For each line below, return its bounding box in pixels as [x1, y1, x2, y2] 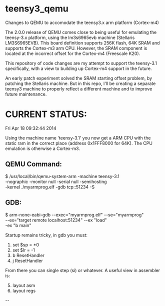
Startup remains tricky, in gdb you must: [5, 232, 87, 238]
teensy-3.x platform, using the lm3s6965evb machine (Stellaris [5, 34, 135, 40]
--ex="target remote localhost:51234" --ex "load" [5, 217, 107, 223]
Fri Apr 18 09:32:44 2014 [5, 125, 56, 131]
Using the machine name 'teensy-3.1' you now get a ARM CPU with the [5, 134, 151, 140]
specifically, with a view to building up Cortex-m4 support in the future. [5, 65, 152, 71]
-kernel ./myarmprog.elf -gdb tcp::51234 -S [5, 183, 95, 190]
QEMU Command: [5, 160, 62, 168]
